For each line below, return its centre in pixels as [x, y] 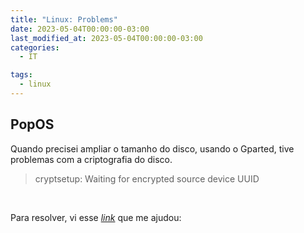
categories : [35, 47]
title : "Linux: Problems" [64, 19]
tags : [21, 75]
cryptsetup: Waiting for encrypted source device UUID [147, 178]
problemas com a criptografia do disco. [91, 159]
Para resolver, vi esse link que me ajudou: [96, 217]
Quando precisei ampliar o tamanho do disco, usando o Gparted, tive [152, 148]
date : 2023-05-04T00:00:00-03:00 [80, 29]
